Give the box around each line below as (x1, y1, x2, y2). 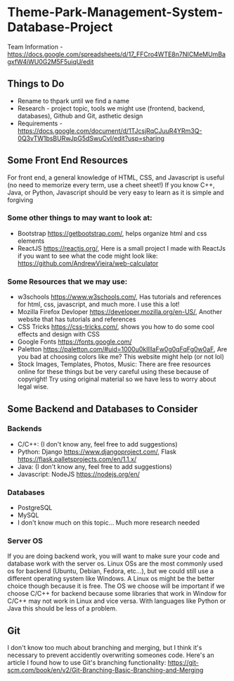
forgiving (7, 195, 34, 204)
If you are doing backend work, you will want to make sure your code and (7, 552, 220, 561)
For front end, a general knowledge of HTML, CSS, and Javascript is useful (7, 173, 225, 182)
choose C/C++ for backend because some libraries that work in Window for (7, 589, 227, 598)
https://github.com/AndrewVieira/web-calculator (17, 258, 159, 268)
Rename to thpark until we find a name (17, 96, 130, 105)
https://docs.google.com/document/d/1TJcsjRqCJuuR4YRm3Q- (17, 126, 202, 135)
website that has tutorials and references (17, 315, 136, 324)
